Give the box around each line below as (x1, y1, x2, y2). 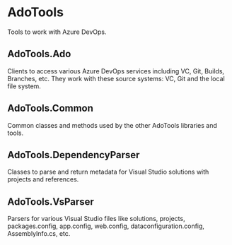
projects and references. (7, 175, 79, 184)
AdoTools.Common (7, 102, 94, 114)
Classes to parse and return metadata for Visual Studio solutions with (7, 167, 209, 177)
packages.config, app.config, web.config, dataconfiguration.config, (7, 222, 205, 230)
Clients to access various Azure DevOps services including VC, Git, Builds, (7, 66, 225, 75)
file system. (7, 82, 41, 90)
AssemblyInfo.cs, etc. (7, 229, 71, 238)
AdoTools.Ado (7, 48, 71, 60)
